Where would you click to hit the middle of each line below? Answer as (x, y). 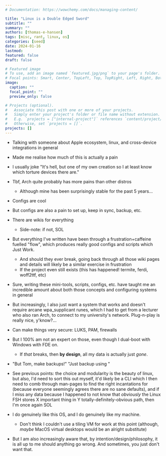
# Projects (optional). (30, 105)
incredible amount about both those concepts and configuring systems (84, 290)
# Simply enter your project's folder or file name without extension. (83, 115)
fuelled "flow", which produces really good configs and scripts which (83, 244)
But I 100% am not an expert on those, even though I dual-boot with (81, 339)
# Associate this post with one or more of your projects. (69, 110)
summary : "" (17, 28)
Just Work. (23, 249)
